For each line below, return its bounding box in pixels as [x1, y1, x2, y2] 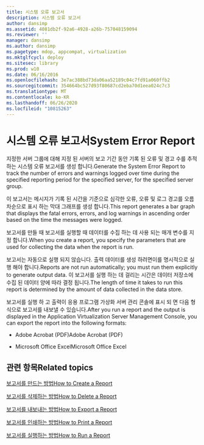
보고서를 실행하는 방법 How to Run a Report [6, 432, 111, 439]
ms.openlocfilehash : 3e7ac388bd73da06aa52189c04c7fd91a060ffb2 [6, 77, 171, 83]
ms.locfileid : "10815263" [6, 105, 72, 112]
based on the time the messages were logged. [6, 216, 123, 224]
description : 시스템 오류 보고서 [6, 15, 81, 21]
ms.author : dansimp [6, 43, 56, 50]
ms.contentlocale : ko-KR [6, 94, 69, 100]
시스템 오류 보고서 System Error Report [6, 134, 195, 147]
